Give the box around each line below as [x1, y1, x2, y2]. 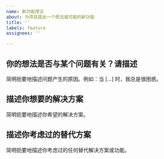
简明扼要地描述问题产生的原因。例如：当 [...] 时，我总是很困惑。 [6, 75, 162, 82]
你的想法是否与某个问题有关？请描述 [6, 59, 138, 69]
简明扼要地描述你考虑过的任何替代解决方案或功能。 [6, 146, 130, 153]
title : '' [6, 19, 31, 25]
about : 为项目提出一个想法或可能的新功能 [6, 14, 95, 20]
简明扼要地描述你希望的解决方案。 [6, 111, 89, 118]
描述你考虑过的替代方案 [6, 130, 91, 140]
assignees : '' [6, 31, 41, 36]
